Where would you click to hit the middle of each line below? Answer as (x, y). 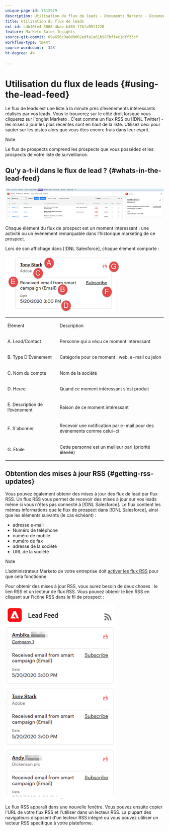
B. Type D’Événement (29, 357)
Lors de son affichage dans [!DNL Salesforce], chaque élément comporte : (82, 248)
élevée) (67, 452)
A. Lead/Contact (24, 342)
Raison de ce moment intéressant (94, 407)
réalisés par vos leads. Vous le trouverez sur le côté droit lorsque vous (78, 114)
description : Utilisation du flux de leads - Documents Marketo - (76, 16)
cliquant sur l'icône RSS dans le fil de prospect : (55, 597)
